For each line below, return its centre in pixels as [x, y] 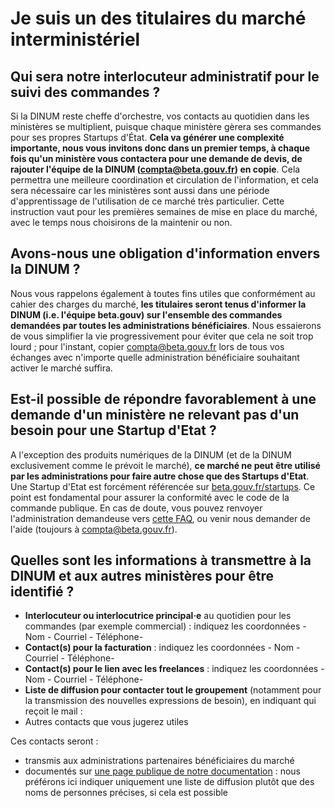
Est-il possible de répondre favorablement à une [163, 399]
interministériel [75, 39]
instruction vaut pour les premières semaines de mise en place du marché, [164, 211]
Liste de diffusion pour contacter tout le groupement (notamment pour [173, 690]
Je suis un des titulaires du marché [158, 18]
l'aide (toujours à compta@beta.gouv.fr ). [94, 529]
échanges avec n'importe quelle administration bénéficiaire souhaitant [155, 357]
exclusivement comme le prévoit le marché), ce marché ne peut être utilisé [165, 465]
